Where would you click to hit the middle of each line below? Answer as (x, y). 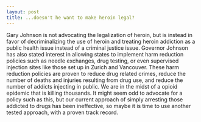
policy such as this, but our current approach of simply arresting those (95, 99)
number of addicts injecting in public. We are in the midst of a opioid (92, 86)
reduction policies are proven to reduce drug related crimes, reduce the (96, 73)
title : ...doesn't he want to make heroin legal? (71, 18)
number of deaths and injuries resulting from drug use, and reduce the (95, 80)
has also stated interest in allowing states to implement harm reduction (95, 54)
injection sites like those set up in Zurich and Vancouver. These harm (93, 67)
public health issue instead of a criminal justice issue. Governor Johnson (97, 48)
